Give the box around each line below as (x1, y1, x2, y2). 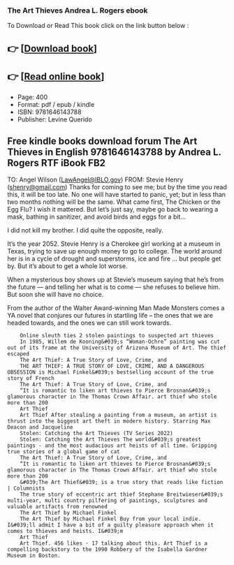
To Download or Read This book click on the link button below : (7, 22, 189, 30)
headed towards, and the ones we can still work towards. (7, 318, 172, 327)
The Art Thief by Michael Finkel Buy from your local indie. (20, 515, 201, 522)
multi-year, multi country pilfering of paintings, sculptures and (7, 497, 208, 504)
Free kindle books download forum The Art (7, 135, 198, 147)
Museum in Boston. (7, 552, 61, 559)
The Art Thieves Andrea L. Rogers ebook (7, 6, 148, 15)
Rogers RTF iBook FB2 (7, 156, 106, 169)
